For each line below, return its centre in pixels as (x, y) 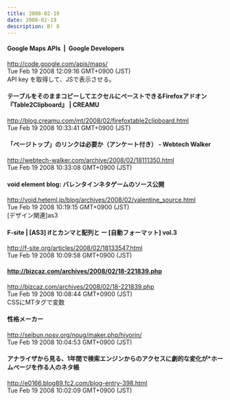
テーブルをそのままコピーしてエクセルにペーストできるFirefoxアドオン (107, 96)
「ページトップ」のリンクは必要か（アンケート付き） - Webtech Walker (109, 145)
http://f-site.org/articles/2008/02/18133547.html (75, 248)
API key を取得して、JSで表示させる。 (61, 79)
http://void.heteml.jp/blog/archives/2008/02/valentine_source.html (102, 200)
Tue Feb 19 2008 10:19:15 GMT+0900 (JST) (68, 207)
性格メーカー (25, 319)
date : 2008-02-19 (32, 20)
